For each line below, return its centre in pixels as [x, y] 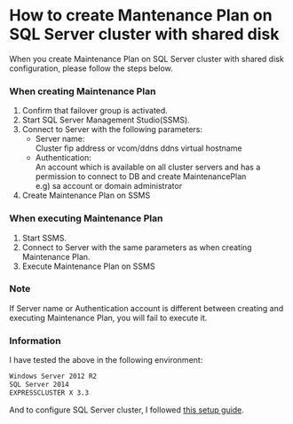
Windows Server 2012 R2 [53, 377]
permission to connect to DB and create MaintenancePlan [141, 177]
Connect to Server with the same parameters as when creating [137, 247]
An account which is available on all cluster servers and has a [148, 167]
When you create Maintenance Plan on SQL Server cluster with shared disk [146, 59]
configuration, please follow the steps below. [91, 68]
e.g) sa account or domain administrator [109, 186]
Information [35, 341]
